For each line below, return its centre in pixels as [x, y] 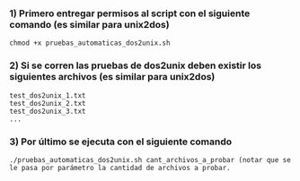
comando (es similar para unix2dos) [89, 24]
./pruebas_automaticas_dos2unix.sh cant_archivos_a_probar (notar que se [150, 159]
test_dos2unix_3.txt [48, 111]
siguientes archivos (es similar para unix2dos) [112, 77]
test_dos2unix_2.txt [48, 103]
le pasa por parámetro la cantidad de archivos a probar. [120, 168]
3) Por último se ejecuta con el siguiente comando [121, 142]
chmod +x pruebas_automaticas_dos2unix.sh [90, 43]
